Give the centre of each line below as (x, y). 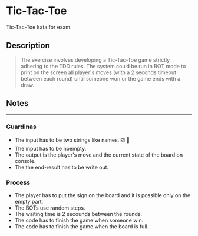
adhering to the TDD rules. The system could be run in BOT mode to (103, 66)
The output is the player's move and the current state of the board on (99, 155)
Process (18, 182)
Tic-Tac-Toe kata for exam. (39, 27)
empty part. (29, 202)
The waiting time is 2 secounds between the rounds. (78, 214)
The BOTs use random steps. (50, 208)
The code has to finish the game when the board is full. (82, 227)
